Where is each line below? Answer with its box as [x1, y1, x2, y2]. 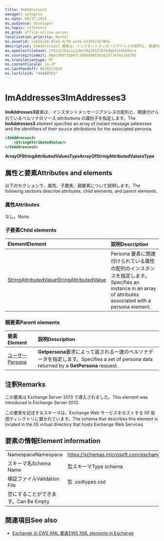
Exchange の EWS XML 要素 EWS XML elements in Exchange [12, 530, 134, 536]
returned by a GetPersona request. [38, 362, 119, 369]
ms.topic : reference [5, 26, 47, 30]
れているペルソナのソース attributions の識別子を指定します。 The [5, 115, 136, 121]
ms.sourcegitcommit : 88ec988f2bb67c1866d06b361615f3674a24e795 [5, 52, 137, 58]
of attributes [110, 291, 139, 298]
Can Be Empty [17, 498, 50, 505]
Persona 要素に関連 [110, 250, 156, 257]
